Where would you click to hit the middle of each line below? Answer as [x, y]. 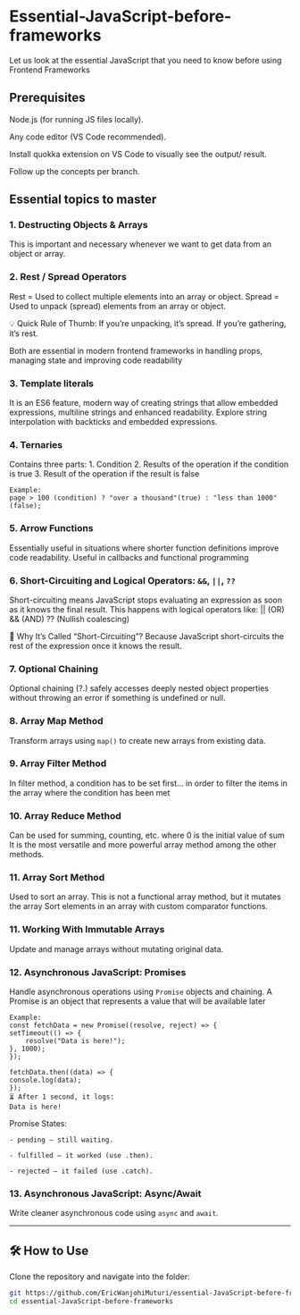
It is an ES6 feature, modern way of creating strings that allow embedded [144, 403]
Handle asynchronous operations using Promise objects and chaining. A [141, 991]
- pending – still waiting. [62, 1140]
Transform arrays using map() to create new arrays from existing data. [137, 740]
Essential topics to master [83, 200]
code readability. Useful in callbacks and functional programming [129, 557]
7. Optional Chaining [54, 669]
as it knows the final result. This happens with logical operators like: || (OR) [147, 609]
